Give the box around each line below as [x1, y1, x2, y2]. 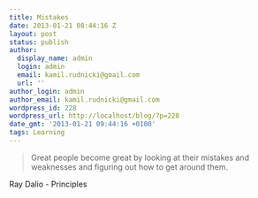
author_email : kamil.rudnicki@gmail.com [9, 95, 161, 104]
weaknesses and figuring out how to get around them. [30, 161, 228, 172]
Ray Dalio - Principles [9, 179, 87, 189]
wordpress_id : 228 [9, 103, 77, 112]
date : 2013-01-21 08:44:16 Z [9, 21, 117, 30]
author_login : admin [9, 87, 86, 95]
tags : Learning [9, 128, 65, 137]
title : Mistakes [9, 12, 69, 22]
